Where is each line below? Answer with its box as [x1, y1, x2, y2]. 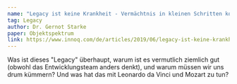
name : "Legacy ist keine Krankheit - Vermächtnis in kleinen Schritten [7, 10, 222, 17]
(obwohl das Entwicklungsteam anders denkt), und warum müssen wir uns [7, 63, 224, 71]
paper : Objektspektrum [7, 29, 74, 37]
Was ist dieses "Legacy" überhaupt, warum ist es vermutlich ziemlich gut [7, 55, 220, 64]
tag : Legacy [7, 17, 42, 24]
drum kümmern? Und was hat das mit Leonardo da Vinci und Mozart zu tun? [7, 71, 229, 79]
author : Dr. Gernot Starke [7, 23, 87, 30]
